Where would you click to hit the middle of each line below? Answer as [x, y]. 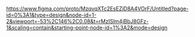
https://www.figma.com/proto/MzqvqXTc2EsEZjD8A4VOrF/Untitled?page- [97, 9]
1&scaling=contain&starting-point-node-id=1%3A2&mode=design [87, 27]
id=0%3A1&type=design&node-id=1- [51, 15]
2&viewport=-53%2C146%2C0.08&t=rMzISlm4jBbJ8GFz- [78, 21]
